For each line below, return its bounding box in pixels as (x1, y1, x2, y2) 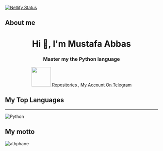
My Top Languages (5, 96, 65, 104)
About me (5, 19, 35, 27)
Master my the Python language (43, 56, 120, 62)
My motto (5, 128, 35, 136)
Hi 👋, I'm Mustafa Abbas (32, 38, 131, 49)
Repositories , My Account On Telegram (51, 82, 132, 88)
